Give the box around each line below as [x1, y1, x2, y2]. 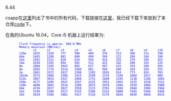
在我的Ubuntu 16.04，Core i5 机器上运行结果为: [5, 32, 105, 38]
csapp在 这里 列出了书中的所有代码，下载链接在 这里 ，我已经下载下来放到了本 [5, 15, 166, 21]
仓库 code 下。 [5, 21, 34, 27]
